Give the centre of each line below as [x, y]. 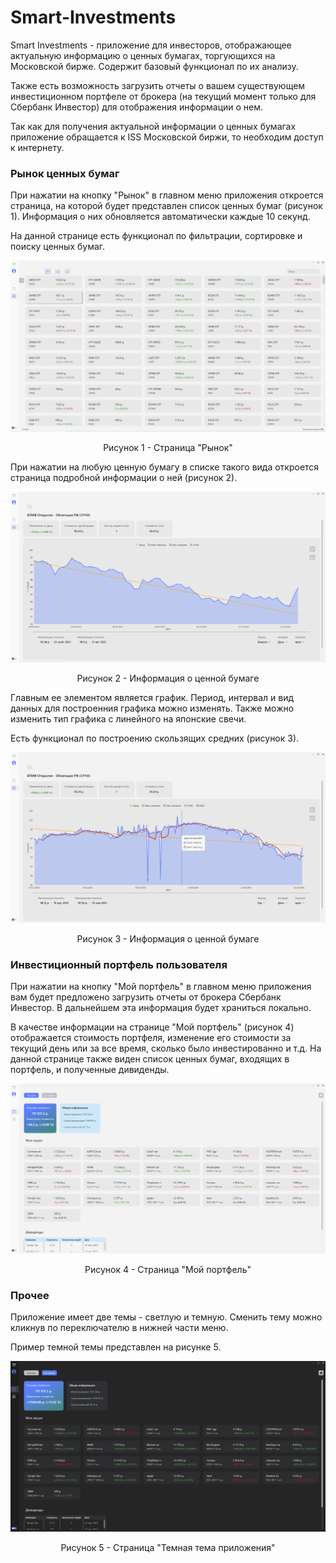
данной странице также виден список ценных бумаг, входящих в [150, 1059]
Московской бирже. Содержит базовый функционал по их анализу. [154, 66]
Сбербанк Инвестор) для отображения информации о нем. [137, 107]
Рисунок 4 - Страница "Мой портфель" [168, 1270]
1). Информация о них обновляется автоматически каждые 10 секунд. [160, 217]
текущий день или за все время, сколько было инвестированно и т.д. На [166, 1048]
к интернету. [37, 147]
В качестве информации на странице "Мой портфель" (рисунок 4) [152, 1027]
